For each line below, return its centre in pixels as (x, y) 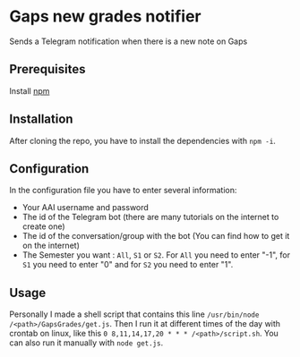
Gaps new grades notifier (105, 17)
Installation (41, 119)
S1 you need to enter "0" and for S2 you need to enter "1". (128, 265)
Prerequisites (47, 69)
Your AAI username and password (86, 208)
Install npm (30, 90)
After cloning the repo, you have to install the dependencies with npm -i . (142, 140)
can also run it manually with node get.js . (86, 343)
